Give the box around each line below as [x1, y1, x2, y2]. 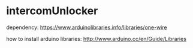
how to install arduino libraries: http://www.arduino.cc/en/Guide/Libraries [6, 35, 187, 42]
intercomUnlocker [6, 4, 98, 18]
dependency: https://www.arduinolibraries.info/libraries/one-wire [6, 24, 167, 31]
